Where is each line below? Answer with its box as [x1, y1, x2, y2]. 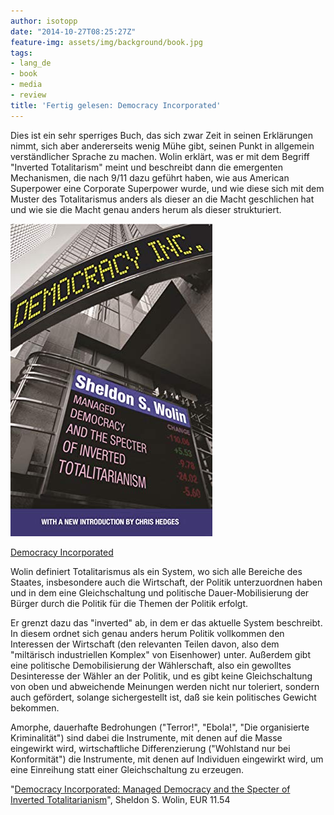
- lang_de [10, 58, 52, 69]
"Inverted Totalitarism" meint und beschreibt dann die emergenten [10, 161, 284, 173]
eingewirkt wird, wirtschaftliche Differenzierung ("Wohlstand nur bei [10, 742, 291, 754]
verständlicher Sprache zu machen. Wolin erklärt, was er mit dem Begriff [10, 150, 310, 162]
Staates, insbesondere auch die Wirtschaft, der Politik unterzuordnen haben [10, 576, 323, 588]
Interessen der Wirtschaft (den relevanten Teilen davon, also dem [10, 638, 280, 650]
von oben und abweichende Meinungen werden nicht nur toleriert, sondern [10, 680, 320, 692]
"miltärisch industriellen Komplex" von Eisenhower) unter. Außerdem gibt [10, 648, 311, 660]
